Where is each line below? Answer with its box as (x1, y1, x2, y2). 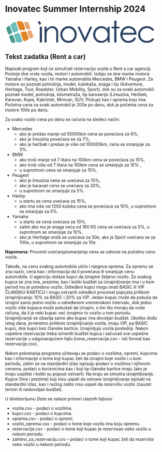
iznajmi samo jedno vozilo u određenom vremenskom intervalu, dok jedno (5, 299, 152, 305)
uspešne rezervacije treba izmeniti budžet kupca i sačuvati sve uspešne (5, 330, 149, 336)
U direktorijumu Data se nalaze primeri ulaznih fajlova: (5, 396, 113, 401)
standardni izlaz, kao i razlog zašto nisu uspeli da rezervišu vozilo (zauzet (5, 381, 151, 387)
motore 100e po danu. (5, 107, 49, 113)
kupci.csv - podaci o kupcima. (12, 410, 73, 416)
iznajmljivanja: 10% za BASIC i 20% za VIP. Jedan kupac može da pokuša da (5, 294, 158, 300)
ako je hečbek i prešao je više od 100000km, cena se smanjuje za (19, 141, 150, 147)
